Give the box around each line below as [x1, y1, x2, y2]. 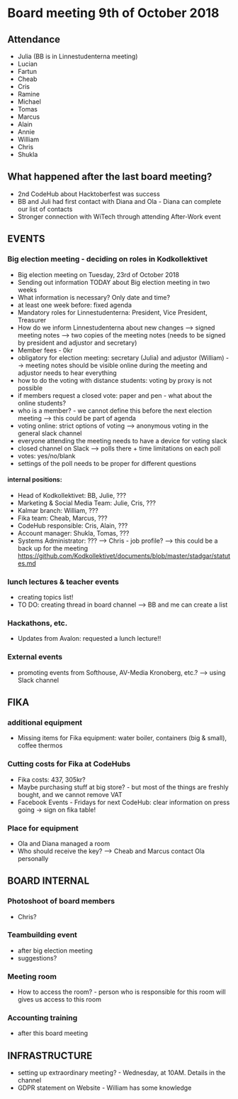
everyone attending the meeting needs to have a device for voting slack [17, 436, 227, 445]
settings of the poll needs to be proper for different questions [17, 459, 197, 467]
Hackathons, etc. [7, 618, 68, 628]
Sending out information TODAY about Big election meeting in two [17, 278, 210, 286]
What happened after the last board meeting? [7, 170, 212, 183]
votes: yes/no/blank [17, 451, 76, 460]
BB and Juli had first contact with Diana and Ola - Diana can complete [17, 197, 222, 205]
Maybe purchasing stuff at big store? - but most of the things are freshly [17, 783, 229, 791]
